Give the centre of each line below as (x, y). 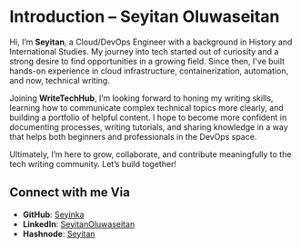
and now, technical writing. (60, 80)
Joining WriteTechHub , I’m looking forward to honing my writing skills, (141, 98)
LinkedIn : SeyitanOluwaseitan (79, 223)
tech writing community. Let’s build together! (93, 164)
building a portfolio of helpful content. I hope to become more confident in (148, 117)
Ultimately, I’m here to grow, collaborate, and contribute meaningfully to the (150, 154)
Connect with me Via (70, 193)
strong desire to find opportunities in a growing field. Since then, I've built (147, 61)
